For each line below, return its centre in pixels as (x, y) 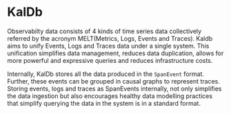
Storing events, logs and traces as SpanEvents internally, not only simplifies (114, 88)
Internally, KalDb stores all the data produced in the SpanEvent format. (106, 74)
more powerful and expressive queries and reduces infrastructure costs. (110, 60)
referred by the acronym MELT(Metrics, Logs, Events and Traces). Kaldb (110, 38)
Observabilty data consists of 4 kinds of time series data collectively (104, 31)
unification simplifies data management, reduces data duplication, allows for (115, 53)
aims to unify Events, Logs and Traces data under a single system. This (108, 46)
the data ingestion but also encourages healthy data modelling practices (110, 96)
